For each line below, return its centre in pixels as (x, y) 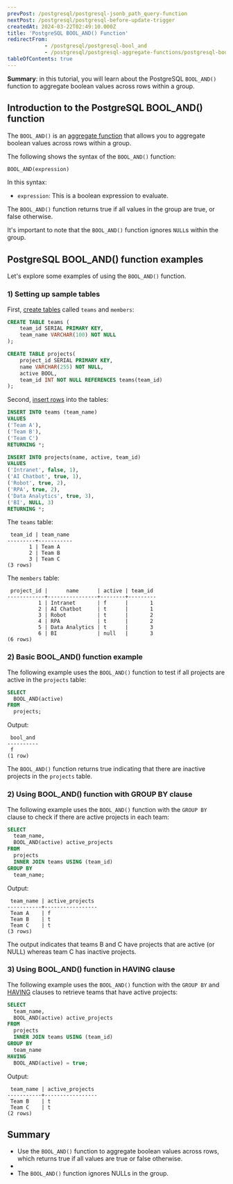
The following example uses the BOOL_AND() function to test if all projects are (116, 672)
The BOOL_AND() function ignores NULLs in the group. (93, 1174)
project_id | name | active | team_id (82, 591)
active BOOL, (38, 373)
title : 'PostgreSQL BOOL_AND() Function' (68, 33)
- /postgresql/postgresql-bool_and (96, 46)
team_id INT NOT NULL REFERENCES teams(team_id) (91, 380)
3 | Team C (44, 559)
